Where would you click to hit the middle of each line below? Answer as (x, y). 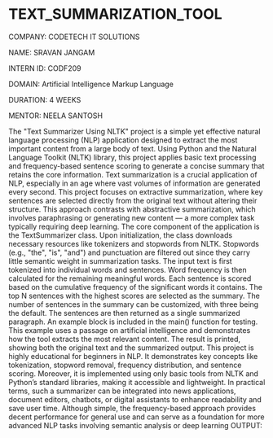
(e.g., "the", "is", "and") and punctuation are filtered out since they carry (130, 252)
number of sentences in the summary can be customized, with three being (134, 304)
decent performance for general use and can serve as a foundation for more (136, 417)
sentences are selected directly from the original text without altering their (133, 200)
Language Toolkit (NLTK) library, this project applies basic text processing (132, 157)
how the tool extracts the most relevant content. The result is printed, (125, 339)
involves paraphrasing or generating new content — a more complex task (132, 217)
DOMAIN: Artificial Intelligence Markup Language (91, 84)
